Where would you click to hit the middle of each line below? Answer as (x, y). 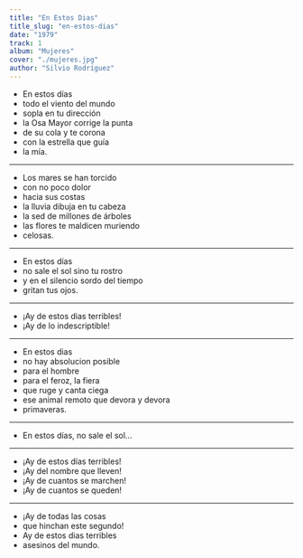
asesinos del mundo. (61, 544)
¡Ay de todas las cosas (64, 515)
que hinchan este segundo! (73, 525)
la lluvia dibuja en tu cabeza (74, 206)
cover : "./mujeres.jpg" (54, 60)
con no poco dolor (57, 187)
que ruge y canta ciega (65, 390)
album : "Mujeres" (42, 52)
